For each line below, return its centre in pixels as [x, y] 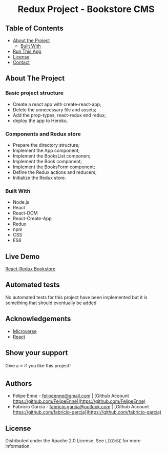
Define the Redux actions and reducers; [55, 172]
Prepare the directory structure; [46, 145]
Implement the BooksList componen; [51, 156]
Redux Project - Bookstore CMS [86, 9]
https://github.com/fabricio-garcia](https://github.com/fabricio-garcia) [87, 412]
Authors [19, 383]
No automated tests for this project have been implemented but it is [76, 297]
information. [18, 446]
